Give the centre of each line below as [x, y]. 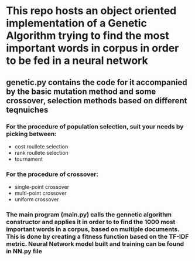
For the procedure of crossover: [52, 174]
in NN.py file [24, 252]
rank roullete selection [41, 152]
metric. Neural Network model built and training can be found [95, 244]
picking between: [31, 134]
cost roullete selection [41, 146]
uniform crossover [37, 199]
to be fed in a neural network [77, 61]
